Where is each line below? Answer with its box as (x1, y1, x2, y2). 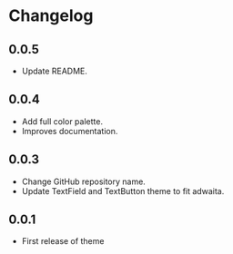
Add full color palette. (21, 115, 104, 127)
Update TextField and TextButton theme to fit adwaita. (21, 185, 225, 196)
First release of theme (21, 236, 105, 247)
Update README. (21, 65, 88, 76)
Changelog (8, 5, 94, 26)
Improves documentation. (21, 125, 118, 136)
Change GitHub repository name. (21, 176, 147, 187)
